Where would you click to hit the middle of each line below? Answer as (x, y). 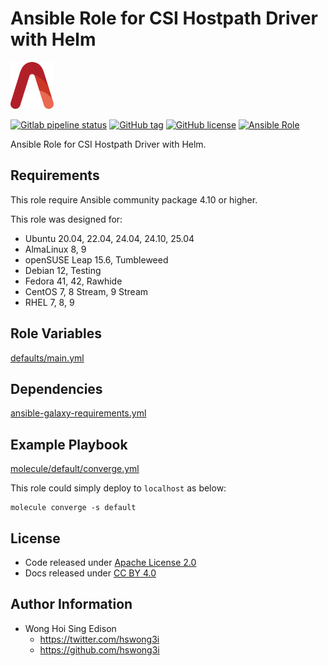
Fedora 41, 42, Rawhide (73, 281)
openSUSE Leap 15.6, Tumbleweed (96, 259)
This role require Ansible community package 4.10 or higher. (134, 199)
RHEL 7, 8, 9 (49, 302)
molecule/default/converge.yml (75, 469)
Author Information (71, 604)
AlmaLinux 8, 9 (55, 249)
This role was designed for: (66, 219)
